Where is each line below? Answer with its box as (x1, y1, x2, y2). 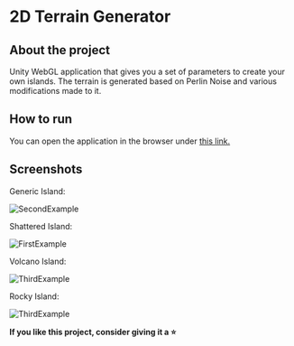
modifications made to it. (9, 86, 102, 96)
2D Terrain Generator (9, 6, 171, 27)
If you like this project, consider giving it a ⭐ (9, 326, 177, 337)
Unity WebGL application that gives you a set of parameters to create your (9, 66, 286, 77)
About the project (9, 42, 111, 58)
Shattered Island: (9, 220, 73, 231)
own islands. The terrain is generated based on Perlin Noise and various (9, 76, 278, 87)
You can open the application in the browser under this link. (9, 136, 231, 146)
